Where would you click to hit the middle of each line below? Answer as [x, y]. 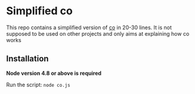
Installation [27, 59]
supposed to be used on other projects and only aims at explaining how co [98, 33]
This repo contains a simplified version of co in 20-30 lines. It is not [89, 27]
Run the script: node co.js [38, 84]
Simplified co [39, 11]
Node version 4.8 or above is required [54, 73]
